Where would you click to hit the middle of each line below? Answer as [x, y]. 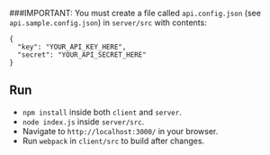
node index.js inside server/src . [83, 122]
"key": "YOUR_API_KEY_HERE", [72, 47]
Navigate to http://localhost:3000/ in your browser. [120, 131]
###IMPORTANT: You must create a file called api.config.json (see [135, 13]
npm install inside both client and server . [102, 112]
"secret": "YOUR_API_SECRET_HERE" [82, 55]
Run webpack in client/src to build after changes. [113, 141]
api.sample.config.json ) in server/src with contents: [108, 23]
